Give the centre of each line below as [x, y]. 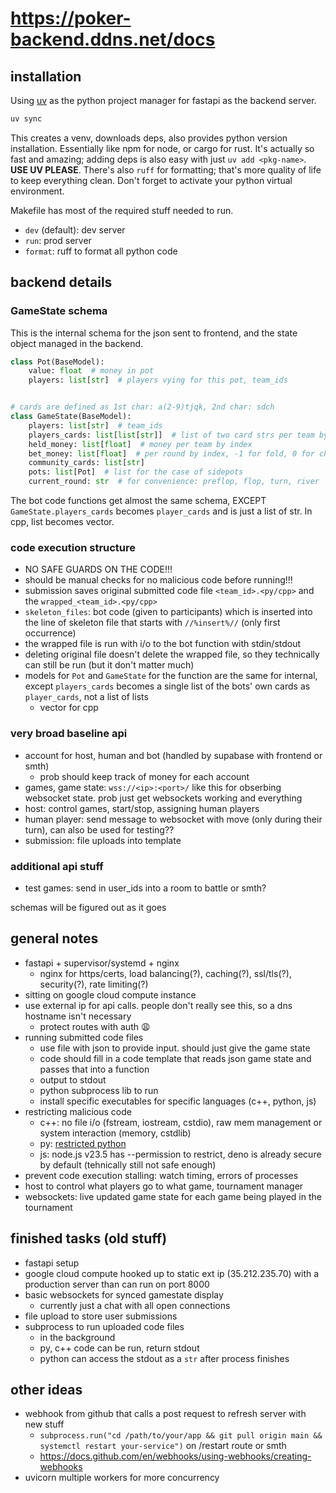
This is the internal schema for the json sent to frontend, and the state [154, 333]
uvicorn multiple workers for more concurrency [122, 1478]
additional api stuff [57, 866]
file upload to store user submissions [101, 1316]
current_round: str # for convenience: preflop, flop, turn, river [174, 482]
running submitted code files [84, 1037]
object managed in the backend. [77, 343]
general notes [54, 938]
